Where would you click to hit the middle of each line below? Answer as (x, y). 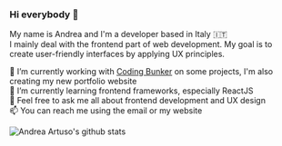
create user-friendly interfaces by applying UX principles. (117, 54)
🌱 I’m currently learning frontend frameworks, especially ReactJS (131, 91)
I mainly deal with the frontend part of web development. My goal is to (141, 44)
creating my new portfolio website (73, 82)
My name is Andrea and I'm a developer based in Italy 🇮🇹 (118, 34)
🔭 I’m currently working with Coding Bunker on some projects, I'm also (141, 72)
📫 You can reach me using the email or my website (106, 111)
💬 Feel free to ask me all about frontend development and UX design (138, 101)
